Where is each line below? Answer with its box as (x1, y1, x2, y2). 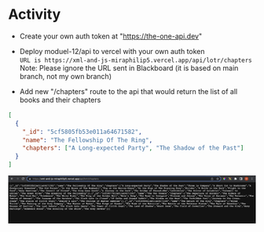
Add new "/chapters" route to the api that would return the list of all (19, 86, 238, 96)
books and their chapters (19, 95, 101, 104)
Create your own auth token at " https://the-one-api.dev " (19, 31, 203, 41)
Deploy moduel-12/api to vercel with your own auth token (19, 46, 206, 56)
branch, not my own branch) (19, 71, 112, 81)
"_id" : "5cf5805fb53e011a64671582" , (22, 128, 143, 136)
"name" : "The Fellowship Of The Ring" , (22, 136, 153, 144)
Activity (8, 5, 61, 24)
